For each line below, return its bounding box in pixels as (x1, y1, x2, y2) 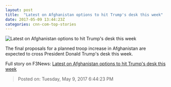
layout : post (5, 7, 33, 13)
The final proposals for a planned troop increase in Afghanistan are (5, 45, 146, 51)
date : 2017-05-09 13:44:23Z (5, 17, 65, 22)
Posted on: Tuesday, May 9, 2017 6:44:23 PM (17, 76, 114, 82)
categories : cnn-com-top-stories (5, 21, 77, 27)
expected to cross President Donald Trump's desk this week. (5, 51, 133, 57)
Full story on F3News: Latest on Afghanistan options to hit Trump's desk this (5, 61, 166, 67)
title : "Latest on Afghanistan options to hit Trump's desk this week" (5, 12, 163, 17)
